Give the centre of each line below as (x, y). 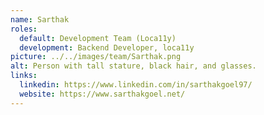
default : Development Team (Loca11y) (98, 38)
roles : (24, 29)
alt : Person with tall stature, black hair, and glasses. (133, 66)
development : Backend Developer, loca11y (107, 47)
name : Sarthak (40, 19)
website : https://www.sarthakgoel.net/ (102, 94)
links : (24, 76)
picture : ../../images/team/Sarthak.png (96, 57)
